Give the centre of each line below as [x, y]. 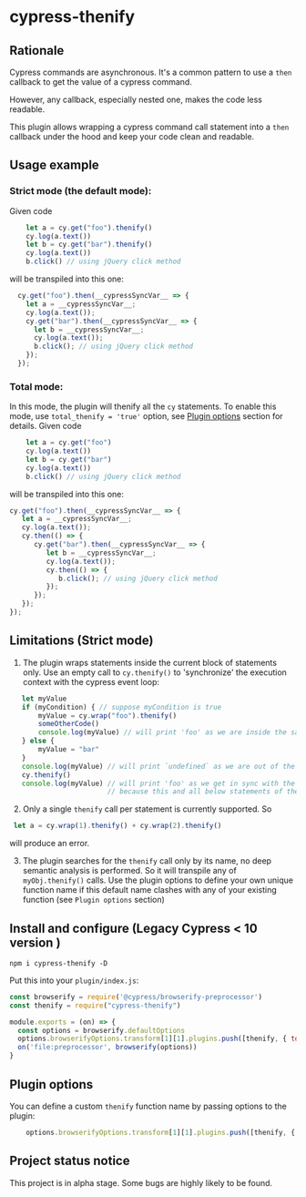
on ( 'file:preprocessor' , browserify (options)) [107, 1048]
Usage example [55, 165]
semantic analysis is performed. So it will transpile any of [129, 871]
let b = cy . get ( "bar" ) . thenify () [89, 245]
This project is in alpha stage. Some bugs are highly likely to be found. [141, 1182]
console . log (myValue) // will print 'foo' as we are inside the [162, 732]
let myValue [44, 699]
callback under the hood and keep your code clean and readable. [132, 137]
